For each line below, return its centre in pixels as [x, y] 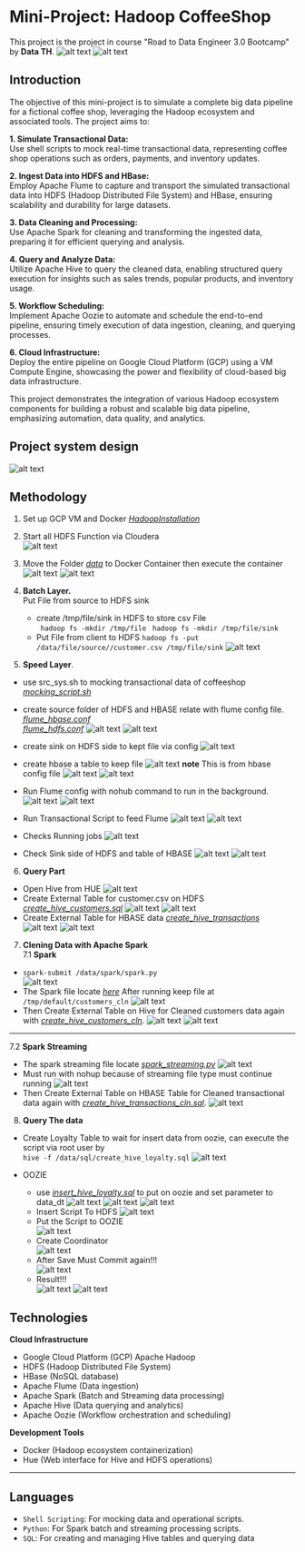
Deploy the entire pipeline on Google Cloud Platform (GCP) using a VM [142, 361]
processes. [30, 334]
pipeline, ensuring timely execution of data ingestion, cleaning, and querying [152, 325]
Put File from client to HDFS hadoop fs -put [118, 638]
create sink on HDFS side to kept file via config [110, 746]
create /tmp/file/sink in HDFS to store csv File [121, 618]
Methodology [49, 497]
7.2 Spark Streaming [49, 1047]
